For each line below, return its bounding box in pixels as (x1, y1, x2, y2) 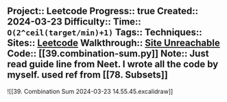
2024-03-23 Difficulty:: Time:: (7, 16, 142, 28)
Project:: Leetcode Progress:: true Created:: (7, 5, 199, 17)
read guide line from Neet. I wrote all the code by (7, 58, 219, 70)
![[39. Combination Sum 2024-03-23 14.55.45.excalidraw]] (7, 87, 174, 95)
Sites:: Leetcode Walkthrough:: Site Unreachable (7, 37, 221, 49)
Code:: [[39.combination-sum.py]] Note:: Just (7, 48, 209, 60)
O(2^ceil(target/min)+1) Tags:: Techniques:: (7, 27, 202, 38)
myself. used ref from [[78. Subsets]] (7, 69, 168, 81)
